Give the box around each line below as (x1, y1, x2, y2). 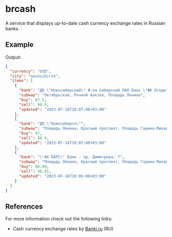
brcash (5, 3, 36, 15)
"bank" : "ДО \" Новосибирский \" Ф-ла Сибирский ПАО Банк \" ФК (18, 88, 153, 93)
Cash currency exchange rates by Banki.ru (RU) (12, 226, 114, 232)
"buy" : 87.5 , (18, 97, 47, 103)
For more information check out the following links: (5, 216, 113, 222)
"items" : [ (10, 78, 33, 84)
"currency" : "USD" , (10, 69, 52, 74)
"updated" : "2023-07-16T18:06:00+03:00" (18, 173, 106, 179)
